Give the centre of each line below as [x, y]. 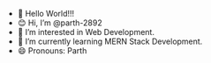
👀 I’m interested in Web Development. [86, 32]
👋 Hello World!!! [46, 14]
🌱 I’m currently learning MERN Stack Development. [110, 41]
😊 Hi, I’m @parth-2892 [60, 23]
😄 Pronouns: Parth [52, 51]
